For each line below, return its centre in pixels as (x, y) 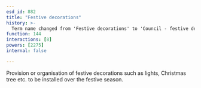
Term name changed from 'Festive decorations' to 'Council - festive (100, 28)
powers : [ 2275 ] (25, 45)
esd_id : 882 (21, 12)
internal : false (26, 51)
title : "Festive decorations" (44, 17)
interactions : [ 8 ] (29, 40)
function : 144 (24, 34)
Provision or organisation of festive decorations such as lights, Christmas (96, 73)
